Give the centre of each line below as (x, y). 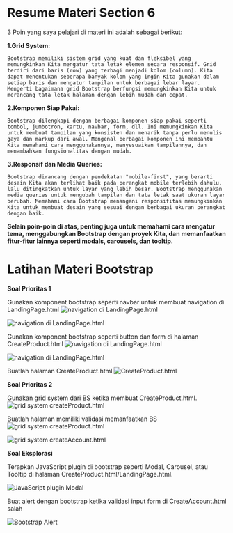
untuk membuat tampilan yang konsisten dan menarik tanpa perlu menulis (115, 133)
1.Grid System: (29, 45)
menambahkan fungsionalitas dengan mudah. (70, 151)
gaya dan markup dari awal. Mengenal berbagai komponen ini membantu (110, 139)
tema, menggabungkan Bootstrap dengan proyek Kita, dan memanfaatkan (116, 233)
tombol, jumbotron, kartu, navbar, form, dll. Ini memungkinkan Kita (110, 127)
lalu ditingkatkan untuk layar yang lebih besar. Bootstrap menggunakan (115, 189)
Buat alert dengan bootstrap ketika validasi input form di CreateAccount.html (117, 501)
